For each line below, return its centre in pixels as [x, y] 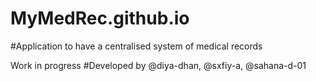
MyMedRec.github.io [100, 18]
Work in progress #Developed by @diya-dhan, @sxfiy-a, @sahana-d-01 [158, 65]
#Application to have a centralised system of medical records [136, 46]
